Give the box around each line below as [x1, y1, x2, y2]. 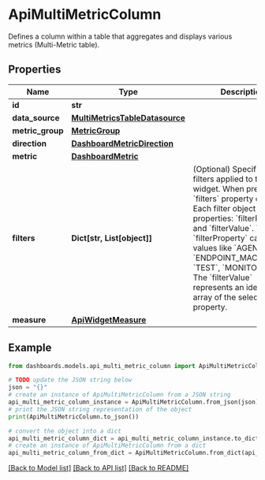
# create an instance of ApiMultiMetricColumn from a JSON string [8, 391, 231, 399]
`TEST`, [192, 262, 221, 273]
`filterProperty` [192, 233, 248, 244]
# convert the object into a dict [8, 427, 122, 435]
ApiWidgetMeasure [71, 314, 147, 325]
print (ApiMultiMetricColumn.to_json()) [8, 412, 140, 421]
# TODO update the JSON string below [8, 376, 132, 384]
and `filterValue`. [192, 222, 255, 233]
